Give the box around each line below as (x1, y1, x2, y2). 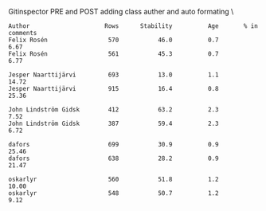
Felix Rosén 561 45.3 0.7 (8, 50, 219, 58)
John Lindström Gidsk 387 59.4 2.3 (8, 119, 219, 127)
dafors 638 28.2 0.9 (8, 154, 219, 162)
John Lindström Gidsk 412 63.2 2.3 (8, 106, 219, 114)
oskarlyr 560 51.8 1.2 (8, 175, 219, 183)
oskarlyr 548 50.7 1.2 (8, 190, 219, 197)
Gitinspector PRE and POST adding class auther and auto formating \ (8, 7, 234, 16)
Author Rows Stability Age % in (8, 22, 259, 30)
